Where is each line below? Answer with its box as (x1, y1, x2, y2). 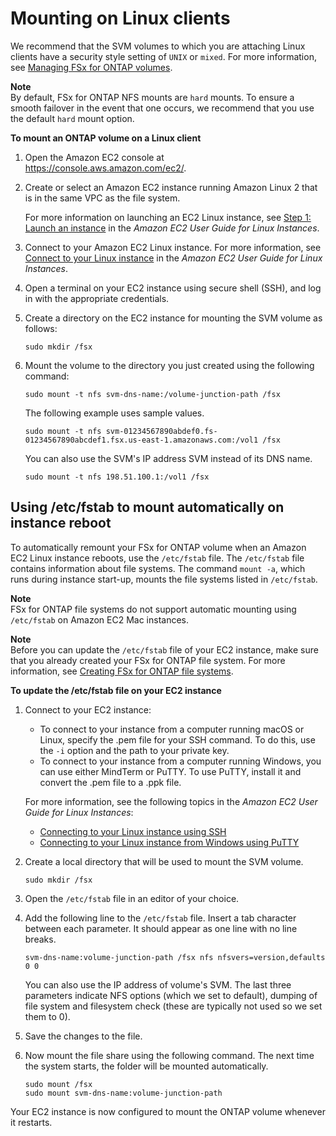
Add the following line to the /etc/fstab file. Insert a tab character (24, 912, 297, 924)
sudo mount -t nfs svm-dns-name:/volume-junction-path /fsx (24, 389, 281, 399)
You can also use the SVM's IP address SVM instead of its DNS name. (24, 452, 313, 464)
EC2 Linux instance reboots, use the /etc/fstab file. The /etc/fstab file (10, 552, 305, 564)
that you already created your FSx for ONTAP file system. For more (10, 654, 286, 666)
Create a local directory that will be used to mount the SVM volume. (24, 855, 304, 867)
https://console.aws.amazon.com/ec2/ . (24, 162, 187, 174)
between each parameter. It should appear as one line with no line (24, 922, 298, 934)
